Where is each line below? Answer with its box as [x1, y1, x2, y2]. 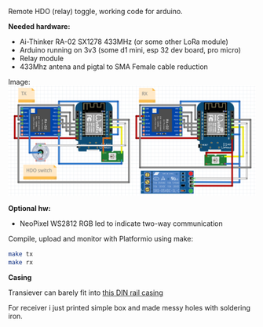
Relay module [19, 54, 64, 63]
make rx [8, 259, 34, 267]
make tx [8, 250, 34, 258]
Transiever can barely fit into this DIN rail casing [8, 288, 163, 297]
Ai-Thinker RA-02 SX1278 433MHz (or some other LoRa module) [19, 37, 229, 46]
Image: [8, 78, 31, 86]
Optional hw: [8, 204, 51, 213]
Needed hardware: [8, 22, 71, 31]
